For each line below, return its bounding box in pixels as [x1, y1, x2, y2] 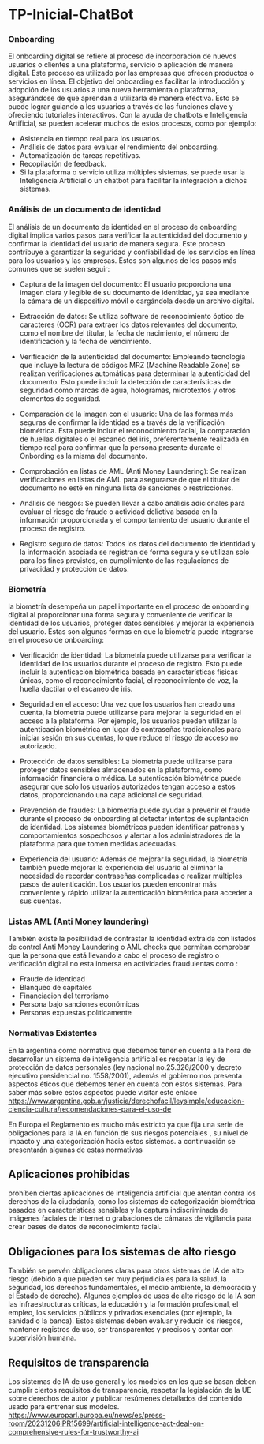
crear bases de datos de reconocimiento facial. [8, 1222, 162, 1232]
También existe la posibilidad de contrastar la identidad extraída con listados [8, 934, 257, 943]
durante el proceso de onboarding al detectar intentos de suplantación [19, 814, 250, 823]
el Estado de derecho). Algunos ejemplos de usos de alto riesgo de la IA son [8, 1291, 256, 1300]
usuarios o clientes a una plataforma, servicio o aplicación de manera [8, 60, 234, 69]
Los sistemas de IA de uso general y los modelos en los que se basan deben [8, 1377, 257, 1386]
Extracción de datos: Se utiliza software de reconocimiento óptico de [19, 311, 244, 321]
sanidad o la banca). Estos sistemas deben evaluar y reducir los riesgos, [8, 1316, 243, 1326]
